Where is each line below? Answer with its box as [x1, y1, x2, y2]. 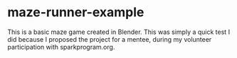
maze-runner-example [7, 4, 144, 21]
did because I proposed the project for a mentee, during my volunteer [7, 35, 212, 43]
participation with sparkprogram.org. [7, 42, 115, 51]
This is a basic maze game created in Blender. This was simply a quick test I [7, 28, 230, 36]
